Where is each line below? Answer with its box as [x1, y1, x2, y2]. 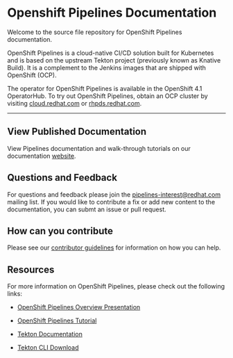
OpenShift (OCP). [7, 71, 57, 79]
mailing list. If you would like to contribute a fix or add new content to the [7, 197, 216, 206]
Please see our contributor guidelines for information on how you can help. [7, 243, 221, 252]
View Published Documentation [7, 126, 147, 138]
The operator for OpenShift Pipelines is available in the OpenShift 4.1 [7, 84, 202, 92]
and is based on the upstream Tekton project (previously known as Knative [7, 56, 221, 64]
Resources [7, 263, 55, 275]
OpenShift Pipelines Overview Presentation [17, 303, 141, 311]
